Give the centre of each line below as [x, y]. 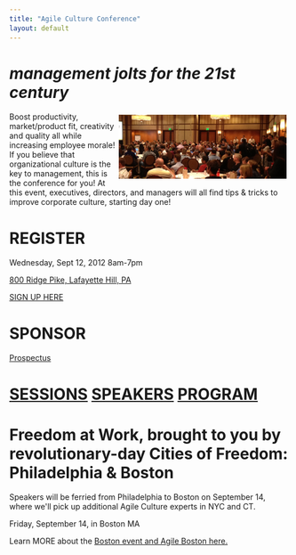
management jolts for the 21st [122, 73]
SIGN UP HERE [36, 298]
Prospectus [30, 358]
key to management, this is [59, 174]
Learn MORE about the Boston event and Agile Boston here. [119, 541]
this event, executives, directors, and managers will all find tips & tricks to [144, 192]
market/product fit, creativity [62, 127]
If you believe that [42, 155]
